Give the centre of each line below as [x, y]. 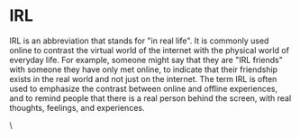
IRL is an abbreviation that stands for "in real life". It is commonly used [139, 41]
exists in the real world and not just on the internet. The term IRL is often [143, 78]
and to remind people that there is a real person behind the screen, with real [150, 98]
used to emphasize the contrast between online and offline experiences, [144, 88]
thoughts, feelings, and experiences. [77, 107]
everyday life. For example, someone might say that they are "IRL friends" [146, 60]
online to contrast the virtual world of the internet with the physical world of [150, 50]
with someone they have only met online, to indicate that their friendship [143, 69]
